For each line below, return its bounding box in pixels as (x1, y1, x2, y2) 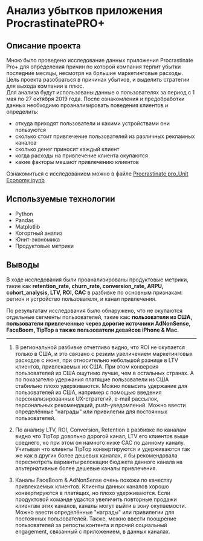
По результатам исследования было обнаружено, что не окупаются (6, 307, 183, 314)
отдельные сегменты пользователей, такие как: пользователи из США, (6, 313, 192, 321)
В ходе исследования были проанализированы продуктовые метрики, (6, 276, 188, 283)
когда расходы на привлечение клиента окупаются (14, 152, 148, 159)
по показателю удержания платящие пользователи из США (14, 376, 169, 383)
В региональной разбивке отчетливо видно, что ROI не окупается (14, 343, 185, 351)
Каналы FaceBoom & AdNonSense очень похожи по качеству (14, 476, 173, 484)
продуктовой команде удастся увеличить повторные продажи (14, 496, 177, 503)
